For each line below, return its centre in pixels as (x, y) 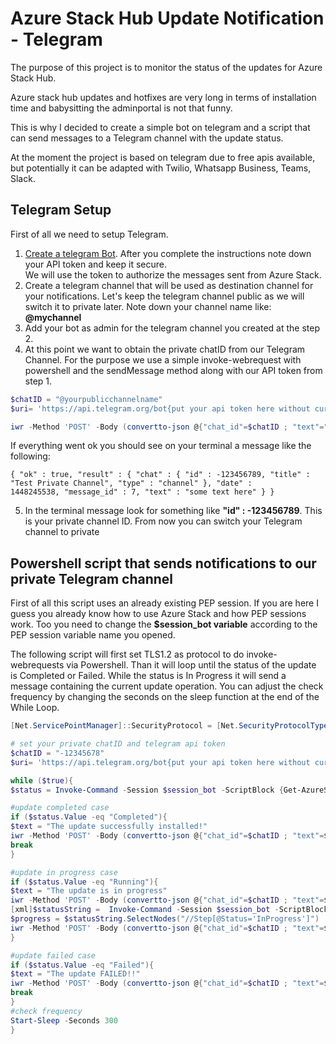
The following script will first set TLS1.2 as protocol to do (127, 654)
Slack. (23, 178)
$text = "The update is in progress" (89, 891)
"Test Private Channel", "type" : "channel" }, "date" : (131, 483)
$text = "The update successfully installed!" (109, 827)
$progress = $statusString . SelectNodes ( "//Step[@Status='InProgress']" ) (165, 919)
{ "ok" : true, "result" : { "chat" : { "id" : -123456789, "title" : (160, 475)
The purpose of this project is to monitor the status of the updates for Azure (166, 67)
